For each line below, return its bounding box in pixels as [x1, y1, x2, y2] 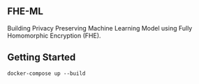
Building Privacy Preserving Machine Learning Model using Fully [7, 24, 193, 32]
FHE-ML [7, 6, 44, 17]
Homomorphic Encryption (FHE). [7, 31, 101, 40]
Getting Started [7, 51, 76, 63]
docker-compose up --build [7, 69, 86, 77]
